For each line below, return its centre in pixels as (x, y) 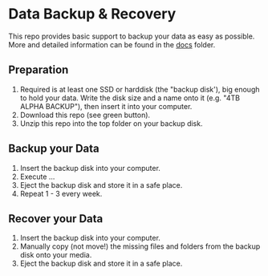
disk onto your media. (56, 255)
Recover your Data (56, 219)
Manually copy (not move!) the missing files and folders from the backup (140, 246)
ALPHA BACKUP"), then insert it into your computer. (106, 106)
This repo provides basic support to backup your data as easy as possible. (132, 36)
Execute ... (37, 177)
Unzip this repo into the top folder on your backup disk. (111, 123)
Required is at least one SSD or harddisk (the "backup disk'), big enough (140, 89)
